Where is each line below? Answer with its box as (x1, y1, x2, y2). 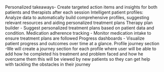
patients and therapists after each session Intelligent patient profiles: (5, 9, 143, 15)
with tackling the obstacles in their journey (5, 61, 91, 67)
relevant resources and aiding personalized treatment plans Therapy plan (5, 20, 153, 25)
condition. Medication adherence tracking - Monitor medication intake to (5, 30, 152, 36)
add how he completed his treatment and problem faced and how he (5, 51, 143, 57)
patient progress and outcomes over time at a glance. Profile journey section (5, 41, 160, 46)
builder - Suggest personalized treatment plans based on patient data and (5, 25, 154, 31)
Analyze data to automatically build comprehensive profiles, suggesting (5, 15, 149, 20)
